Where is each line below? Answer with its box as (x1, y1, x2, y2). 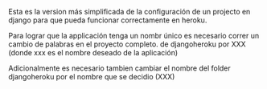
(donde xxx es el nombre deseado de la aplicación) (8, 48, 179, 57)
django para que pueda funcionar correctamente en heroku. (8, 15, 207, 25)
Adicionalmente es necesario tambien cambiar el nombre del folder (8, 63, 231, 73)
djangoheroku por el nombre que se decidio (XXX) (8, 72, 175, 81)
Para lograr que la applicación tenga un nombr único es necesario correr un (8, 31, 260, 40)
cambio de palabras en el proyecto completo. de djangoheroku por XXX (8, 39, 247, 49)
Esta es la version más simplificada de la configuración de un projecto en (8, 7, 251, 16)
